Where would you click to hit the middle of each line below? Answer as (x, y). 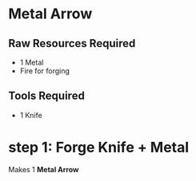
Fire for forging (45, 71)
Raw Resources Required (72, 43)
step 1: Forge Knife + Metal (99, 148)
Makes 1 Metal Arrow (44, 169)
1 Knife (31, 115)
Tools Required (47, 96)
